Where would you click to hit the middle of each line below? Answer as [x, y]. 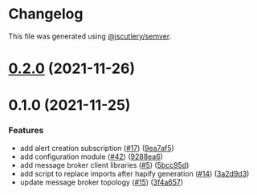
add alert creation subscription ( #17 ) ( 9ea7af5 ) [97, 148]
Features [26, 131]
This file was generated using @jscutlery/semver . [90, 36]
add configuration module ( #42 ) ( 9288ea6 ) [91, 156]
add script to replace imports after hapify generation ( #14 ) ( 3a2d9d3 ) [135, 173]
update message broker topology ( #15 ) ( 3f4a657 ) [102, 182]
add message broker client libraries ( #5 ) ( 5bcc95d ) [104, 165]
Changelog [46, 14]
